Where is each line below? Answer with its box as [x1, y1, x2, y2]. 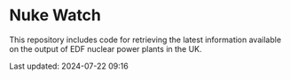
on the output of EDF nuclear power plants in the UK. [9, 43, 202, 54]
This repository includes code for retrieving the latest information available [9, 34, 282, 45]
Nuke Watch [9, 5, 102, 25]
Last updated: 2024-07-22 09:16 [9, 61, 129, 71]
